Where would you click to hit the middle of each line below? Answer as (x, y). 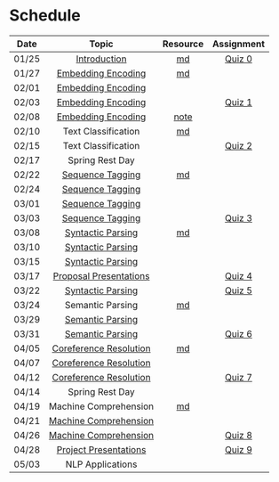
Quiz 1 (239, 102)
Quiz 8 (239, 435)
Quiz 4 (239, 275)
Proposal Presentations (101, 275)
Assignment (238, 44)
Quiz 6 (239, 333)
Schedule (45, 16)
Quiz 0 (239, 59)
